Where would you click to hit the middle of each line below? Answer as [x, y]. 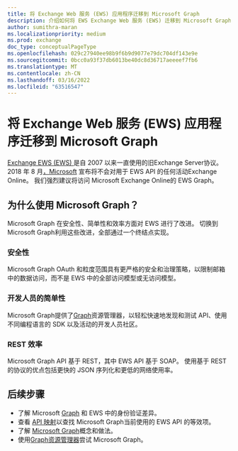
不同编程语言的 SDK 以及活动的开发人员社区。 [74, 324]
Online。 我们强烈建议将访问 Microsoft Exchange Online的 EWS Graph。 [113, 180]
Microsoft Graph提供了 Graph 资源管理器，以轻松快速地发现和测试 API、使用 [117, 315]
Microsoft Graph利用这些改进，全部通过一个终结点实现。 [90, 232]
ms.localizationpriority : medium [57, 34]
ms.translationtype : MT [42, 67]
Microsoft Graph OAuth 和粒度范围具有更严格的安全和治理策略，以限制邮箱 [116, 269]
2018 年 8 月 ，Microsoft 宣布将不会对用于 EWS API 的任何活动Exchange [112, 172]
